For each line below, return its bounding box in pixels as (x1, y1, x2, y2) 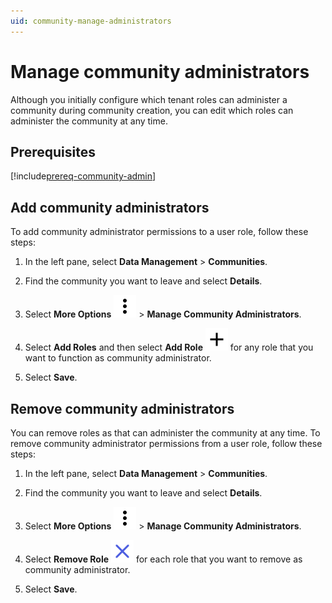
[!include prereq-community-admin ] (10, 170, 157, 182)
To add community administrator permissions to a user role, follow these (10, 226, 309, 238)
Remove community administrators (10, 400, 235, 417)
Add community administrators (10, 199, 210, 216)
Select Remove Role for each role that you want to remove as (24, 553, 303, 565)
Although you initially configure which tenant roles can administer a (10, 93, 288, 105)
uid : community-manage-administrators (10, 16, 172, 26)
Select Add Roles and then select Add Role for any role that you (24, 341, 314, 354)
